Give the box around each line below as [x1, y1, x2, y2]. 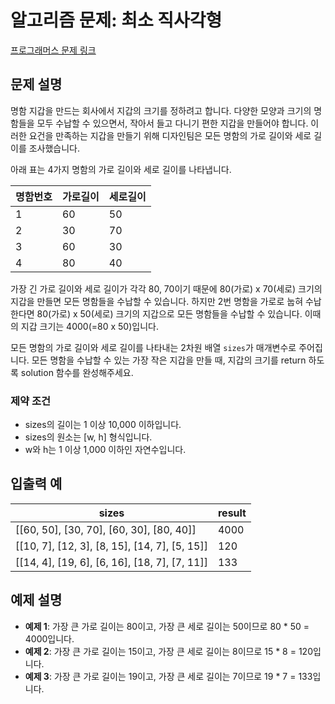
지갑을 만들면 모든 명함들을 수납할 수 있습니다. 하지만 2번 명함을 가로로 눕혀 [10, 295, 304, 307]
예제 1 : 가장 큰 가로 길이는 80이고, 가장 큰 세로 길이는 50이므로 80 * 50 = [24, 620, 310, 632]
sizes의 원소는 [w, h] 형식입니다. [24, 431, 153, 443]
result [217, 506, 247, 520]
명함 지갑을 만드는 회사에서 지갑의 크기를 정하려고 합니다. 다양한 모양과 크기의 [10, 104, 312, 116]
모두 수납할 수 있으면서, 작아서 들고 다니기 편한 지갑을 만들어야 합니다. [36, 117, 309, 129]
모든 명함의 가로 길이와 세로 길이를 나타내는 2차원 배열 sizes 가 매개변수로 [10, 341, 297, 353]
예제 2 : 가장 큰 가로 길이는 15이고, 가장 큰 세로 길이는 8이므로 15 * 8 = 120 [24, 645, 313, 657]
